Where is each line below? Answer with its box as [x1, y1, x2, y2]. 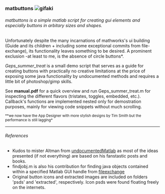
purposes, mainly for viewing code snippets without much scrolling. [5, 104, 142, 110]
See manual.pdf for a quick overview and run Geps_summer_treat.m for [5, 88, 151, 94]
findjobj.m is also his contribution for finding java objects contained [12, 163, 148, 169]
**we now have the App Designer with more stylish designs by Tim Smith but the [5, 113, 141, 118]
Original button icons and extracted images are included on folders [12, 174, 148, 180]
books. [12, 158, 27, 164]
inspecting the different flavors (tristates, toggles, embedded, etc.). [5, 94, 141, 99]
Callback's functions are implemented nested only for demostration [5, 98, 141, 104]
